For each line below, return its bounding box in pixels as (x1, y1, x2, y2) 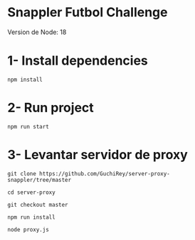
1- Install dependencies (7, 53, 148, 69)
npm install (7, 76, 43, 83)
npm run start (7, 123, 50, 130)
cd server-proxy (7, 189, 56, 196)
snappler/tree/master (7, 176, 72, 183)
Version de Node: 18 (7, 28, 67, 36)
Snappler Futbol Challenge (7, 4, 168, 21)
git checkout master (7, 201, 69, 208)
